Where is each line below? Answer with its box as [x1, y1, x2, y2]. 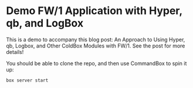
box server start [6, 77, 49, 83]
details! [6, 48, 24, 55]
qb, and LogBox [6, 16, 84, 30]
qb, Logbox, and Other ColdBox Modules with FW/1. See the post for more [6, 42, 185, 49]
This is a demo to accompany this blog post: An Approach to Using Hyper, [6, 36, 185, 43]
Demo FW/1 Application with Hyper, [6, 4, 183, 18]
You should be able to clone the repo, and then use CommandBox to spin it [6, 60, 187, 67]
